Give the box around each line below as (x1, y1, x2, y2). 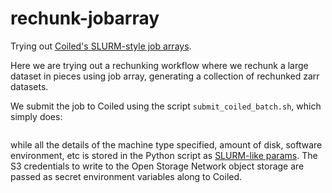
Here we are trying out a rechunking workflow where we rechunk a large (10, 59, 309, 71)
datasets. (10, 80, 49, 92)
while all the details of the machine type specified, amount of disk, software (10, 138, 323, 151)
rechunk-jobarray (10, 7, 160, 30)
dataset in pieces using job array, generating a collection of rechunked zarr (10, 70, 320, 82)
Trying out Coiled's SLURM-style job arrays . (10, 40, 192, 52)
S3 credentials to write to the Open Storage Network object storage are (10, 160, 305, 172)
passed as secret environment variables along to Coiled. (10, 170, 243, 182)
